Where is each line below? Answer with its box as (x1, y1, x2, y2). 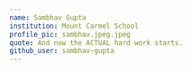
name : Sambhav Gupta (9, 13, 87, 22)
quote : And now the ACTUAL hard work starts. (9, 38, 183, 47)
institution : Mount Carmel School (9, 22, 140, 30)
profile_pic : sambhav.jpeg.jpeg (9, 30, 131, 39)
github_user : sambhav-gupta (9, 47, 115, 56)
